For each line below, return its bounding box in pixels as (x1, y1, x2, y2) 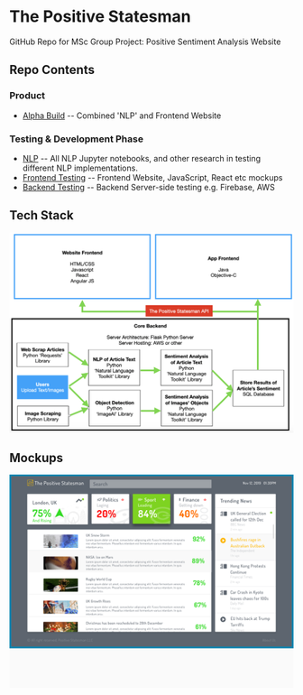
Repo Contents (9, 62, 95, 78)
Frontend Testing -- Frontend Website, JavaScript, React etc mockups (22, 171, 283, 182)
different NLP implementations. (22, 162, 138, 173)
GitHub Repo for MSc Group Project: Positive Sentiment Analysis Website (9, 36, 281, 47)
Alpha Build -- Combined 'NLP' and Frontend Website (22, 110, 222, 121)
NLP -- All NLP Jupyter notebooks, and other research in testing (22, 153, 262, 163)
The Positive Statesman (9, 6, 191, 27)
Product (9, 89, 46, 102)
